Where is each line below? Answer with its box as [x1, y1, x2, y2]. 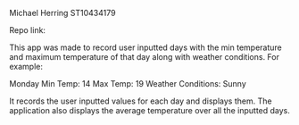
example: [9, 62, 43, 71]
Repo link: [9, 25, 46, 35]
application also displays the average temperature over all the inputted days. [9, 105, 290, 115]
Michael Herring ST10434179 [9, 8, 116, 18]
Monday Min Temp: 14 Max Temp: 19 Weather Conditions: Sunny [9, 79, 247, 88]
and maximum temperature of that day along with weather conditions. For [9, 52, 279, 62]
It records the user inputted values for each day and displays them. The [9, 96, 272, 106]
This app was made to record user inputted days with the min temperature [9, 42, 283, 53]
